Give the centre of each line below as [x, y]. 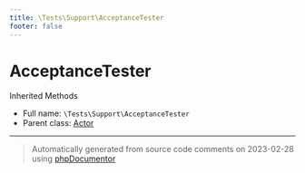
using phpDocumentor [74, 159]
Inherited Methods [44, 96]
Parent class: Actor [58, 123]
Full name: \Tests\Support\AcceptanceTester [106, 113]
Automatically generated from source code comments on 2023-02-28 [163, 149]
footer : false [36, 26]
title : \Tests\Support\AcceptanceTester [87, 18]
